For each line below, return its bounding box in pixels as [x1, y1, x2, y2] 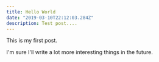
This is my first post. [6, 37, 58, 44]
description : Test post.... [6, 20, 78, 26]
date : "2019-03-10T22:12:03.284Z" [6, 15, 94, 21]
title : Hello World [6, 9, 56, 15]
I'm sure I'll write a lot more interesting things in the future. [6, 49, 154, 56]
